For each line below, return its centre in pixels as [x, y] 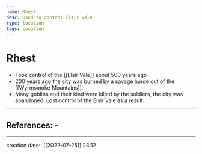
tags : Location [25, 29]
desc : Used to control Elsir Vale [50, 17]
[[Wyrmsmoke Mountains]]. [49, 88]
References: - [32, 125]
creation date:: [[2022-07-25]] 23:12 [51, 145]
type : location [25, 23]
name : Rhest [21, 12]
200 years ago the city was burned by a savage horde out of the [95, 81]
